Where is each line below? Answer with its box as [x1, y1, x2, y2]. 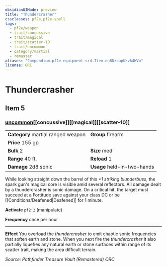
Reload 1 [90, 155, 112, 162]
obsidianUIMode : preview [5, 7, 57, 12]
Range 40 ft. [7, 155, 37, 162]
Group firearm [90, 131, 124, 138]
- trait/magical [9, 35, 43, 40]
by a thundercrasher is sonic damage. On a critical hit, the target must [5, 187, 148, 192]
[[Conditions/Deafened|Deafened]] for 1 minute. [5, 197, 103, 203]
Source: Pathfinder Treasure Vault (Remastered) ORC [5, 257, 115, 262]
